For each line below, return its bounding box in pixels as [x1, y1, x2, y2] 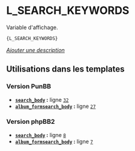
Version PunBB [6, 82, 51, 91]
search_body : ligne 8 [15, 131, 67, 138]
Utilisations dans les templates [6, 64, 125, 75]
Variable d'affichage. [6, 24, 59, 31]
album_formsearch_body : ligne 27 [15, 102, 96, 110]
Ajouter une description [6, 46, 65, 53]
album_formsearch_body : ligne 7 [15, 138, 93, 145]
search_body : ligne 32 [15, 96, 69, 103]
